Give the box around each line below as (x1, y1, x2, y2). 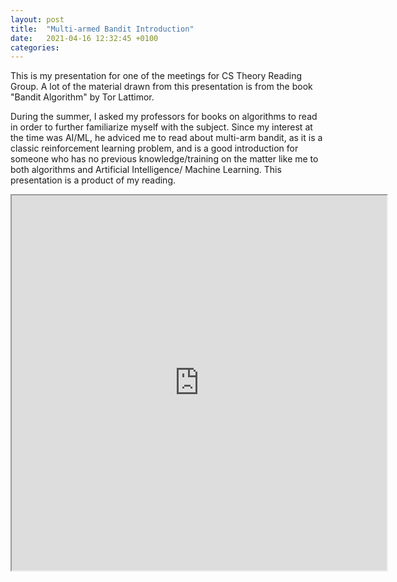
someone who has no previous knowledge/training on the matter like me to (10, 153, 319, 165)
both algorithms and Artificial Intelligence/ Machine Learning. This (10, 164, 282, 176)
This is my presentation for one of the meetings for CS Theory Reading (10, 70, 303, 82)
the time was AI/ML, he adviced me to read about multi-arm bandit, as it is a (10, 132, 323, 144)
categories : (10, 42, 60, 53)
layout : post (10, 14, 65, 25)
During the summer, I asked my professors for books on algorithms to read (10, 111, 318, 123)
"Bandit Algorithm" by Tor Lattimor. (10, 91, 155, 103)
